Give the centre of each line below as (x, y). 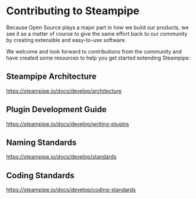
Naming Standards (41, 142)
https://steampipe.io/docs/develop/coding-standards (71, 190)
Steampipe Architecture (51, 76)
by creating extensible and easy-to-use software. (66, 40)
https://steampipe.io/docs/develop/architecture (64, 91)
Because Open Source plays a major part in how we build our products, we (97, 27)
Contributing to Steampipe (73, 11)
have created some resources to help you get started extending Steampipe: (98, 58)
